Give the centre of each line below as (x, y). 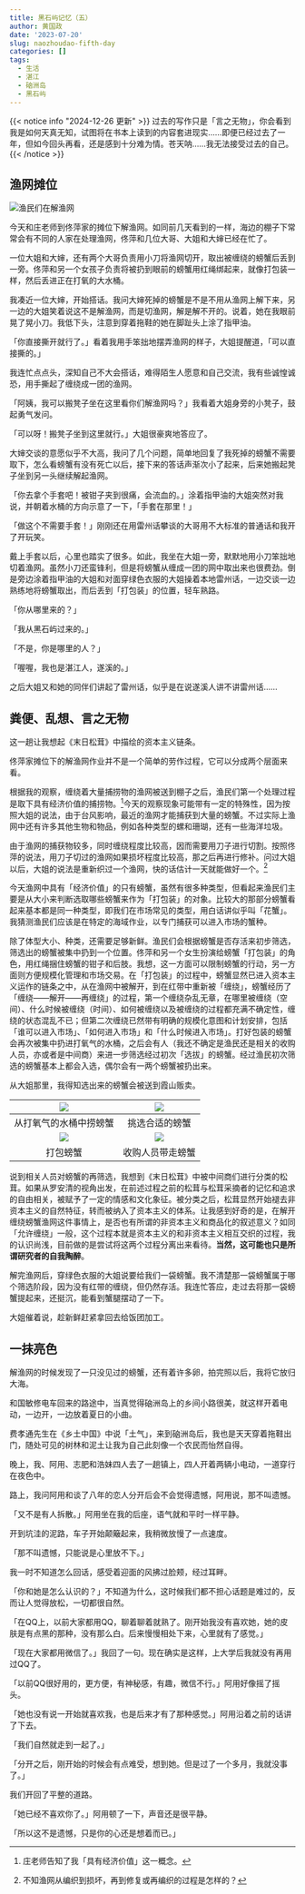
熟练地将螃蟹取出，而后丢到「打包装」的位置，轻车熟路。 (117, 590)
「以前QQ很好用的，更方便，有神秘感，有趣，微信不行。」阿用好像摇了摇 (145, 1683)
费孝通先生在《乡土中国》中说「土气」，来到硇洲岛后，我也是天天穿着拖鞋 (147, 1434)
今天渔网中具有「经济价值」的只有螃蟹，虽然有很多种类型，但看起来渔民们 (148, 888)
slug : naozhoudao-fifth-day (63, 43)
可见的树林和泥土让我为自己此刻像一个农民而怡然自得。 (144, 1445)
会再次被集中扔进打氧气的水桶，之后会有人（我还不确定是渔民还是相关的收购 (152, 1043)
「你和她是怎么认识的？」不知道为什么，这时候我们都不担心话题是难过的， (148, 1592)
